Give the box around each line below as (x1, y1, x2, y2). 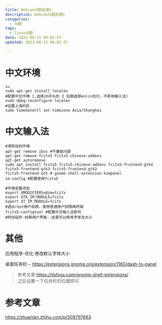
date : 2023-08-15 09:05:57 (5, 35, 61, 40)
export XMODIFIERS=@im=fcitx (5, 190, 66, 195)
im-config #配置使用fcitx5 (5, 176, 58, 181)
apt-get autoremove (5, 158, 46, 163)
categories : (5, 16, 30, 21)
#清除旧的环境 (5, 143, 30, 149)
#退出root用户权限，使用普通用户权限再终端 (5, 204, 83, 209)
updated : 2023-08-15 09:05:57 (5, 40, 68, 45)
